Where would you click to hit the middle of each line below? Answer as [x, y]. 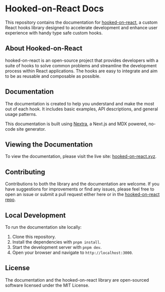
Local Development [35, 215]
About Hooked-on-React [44, 48]
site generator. [31, 129]
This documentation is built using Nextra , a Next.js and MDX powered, [76, 124]
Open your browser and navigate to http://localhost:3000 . [72, 252]
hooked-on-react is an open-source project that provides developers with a [82, 60]
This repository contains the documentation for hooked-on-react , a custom [81, 22]
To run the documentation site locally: [43, 227]
